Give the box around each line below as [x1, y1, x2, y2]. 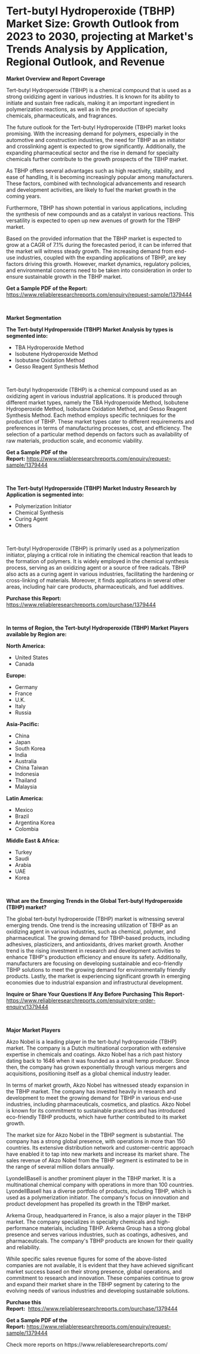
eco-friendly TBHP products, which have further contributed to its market [6, 1113, 187, 1120]
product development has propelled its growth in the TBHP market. [6, 1200, 171, 1207]
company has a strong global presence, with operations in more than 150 [6, 1137, 186, 1145]
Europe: [6, 672, 27, 679]
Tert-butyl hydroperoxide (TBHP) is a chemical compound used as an [6, 386, 177, 393]
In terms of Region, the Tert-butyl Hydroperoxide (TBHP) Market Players [6, 624, 189, 631]
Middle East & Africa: [6, 837, 60, 844]
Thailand [14, 776, 37, 784]
